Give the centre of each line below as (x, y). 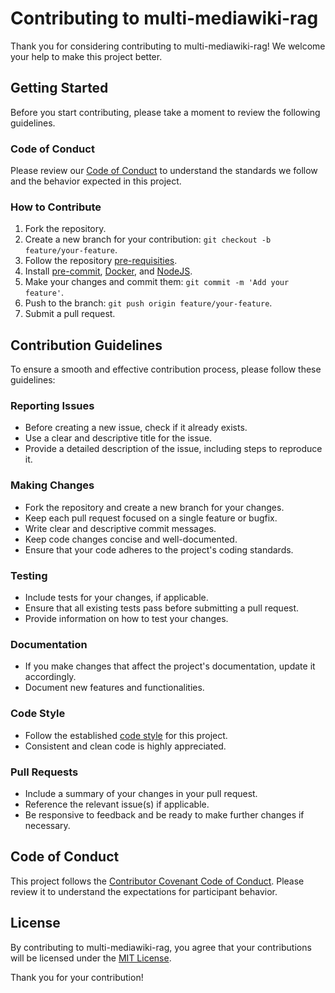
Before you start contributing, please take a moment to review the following (165, 112)
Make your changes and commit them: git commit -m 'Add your (157, 282)
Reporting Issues (52, 406)
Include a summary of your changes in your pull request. (141, 793)
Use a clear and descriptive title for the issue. (118, 438)
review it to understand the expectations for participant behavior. (144, 891)
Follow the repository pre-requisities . (101, 261)
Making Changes (52, 485)
